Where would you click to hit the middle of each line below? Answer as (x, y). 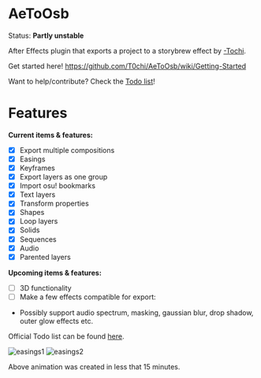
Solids (30, 230)
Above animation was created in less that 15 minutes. (94, 366)
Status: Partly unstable (46, 35)
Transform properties (54, 204)
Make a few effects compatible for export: (88, 297)
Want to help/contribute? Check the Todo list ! (82, 81)
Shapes (32, 213)
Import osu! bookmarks (58, 186)
